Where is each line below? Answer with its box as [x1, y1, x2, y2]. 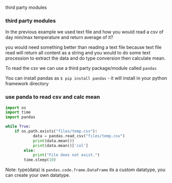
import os [5, 105, 27, 110]
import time [5, 110, 31, 115]
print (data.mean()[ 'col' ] [32, 143, 88, 148]
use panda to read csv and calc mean [5, 94, 100, 101]
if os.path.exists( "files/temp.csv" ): [14, 129, 98, 134]
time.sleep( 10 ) [24, 157, 56, 162]
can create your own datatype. [5, 172, 70, 178]
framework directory [5, 81, 49, 87]
